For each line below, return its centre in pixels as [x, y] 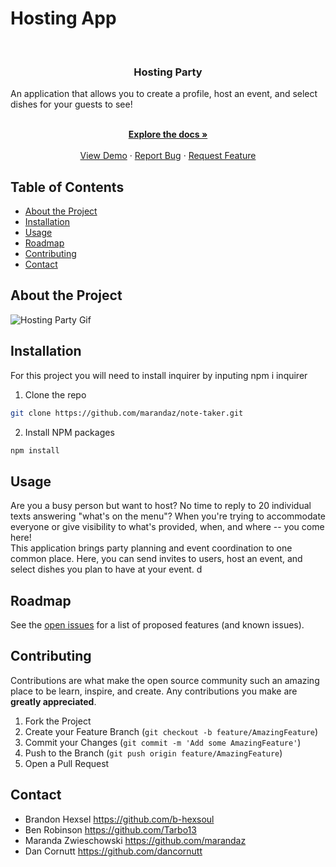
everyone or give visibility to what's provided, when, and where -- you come [167, 527]
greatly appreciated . [53, 701]
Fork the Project [58, 721]
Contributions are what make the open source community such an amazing [165, 680]
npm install [35, 450]
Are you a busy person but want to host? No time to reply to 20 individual [161, 506]
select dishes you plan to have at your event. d [106, 569]
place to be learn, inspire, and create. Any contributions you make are [154, 691]
